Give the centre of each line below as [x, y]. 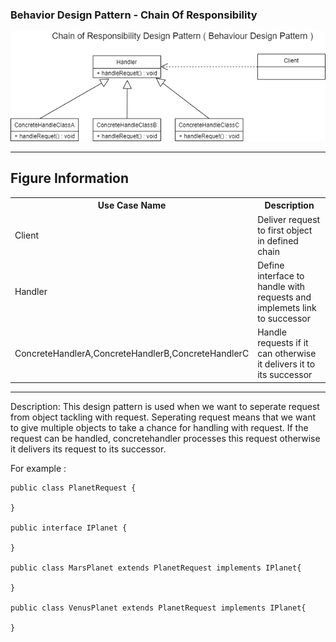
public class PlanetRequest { [73, 488]
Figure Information [70, 178]
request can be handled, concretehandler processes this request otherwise [165, 438]
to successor [284, 318]
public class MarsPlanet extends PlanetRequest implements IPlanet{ [156, 568]
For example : [38, 468]
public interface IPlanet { [69, 528]
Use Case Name [132, 205]
